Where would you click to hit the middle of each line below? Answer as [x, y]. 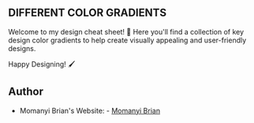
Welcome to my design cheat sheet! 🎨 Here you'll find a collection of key [126, 31]
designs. [22, 48]
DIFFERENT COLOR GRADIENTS [88, 13]
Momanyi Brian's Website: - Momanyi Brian [90, 110]
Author [26, 92]
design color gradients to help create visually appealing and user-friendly [127, 40]
